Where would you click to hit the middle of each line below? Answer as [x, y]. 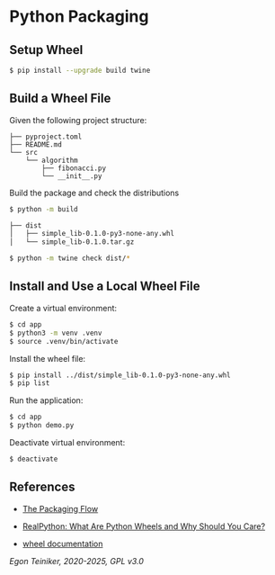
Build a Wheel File [60, 99]
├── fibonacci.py [74, 168]
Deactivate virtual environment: [67, 442]
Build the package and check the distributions [94, 193]
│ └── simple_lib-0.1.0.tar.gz [72, 242]
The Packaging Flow [60, 508]
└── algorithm [52, 160]
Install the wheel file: [48, 358]
